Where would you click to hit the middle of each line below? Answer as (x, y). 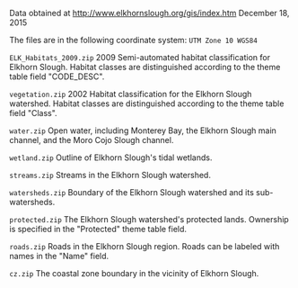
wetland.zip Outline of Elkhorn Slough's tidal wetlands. (111, 157)
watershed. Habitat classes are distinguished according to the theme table (147, 103)
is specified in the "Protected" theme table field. (98, 229)
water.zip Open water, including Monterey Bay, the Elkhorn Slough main (143, 130)
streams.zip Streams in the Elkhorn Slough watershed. (110, 175)
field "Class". (33, 113)
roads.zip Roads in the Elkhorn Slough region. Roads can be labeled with (145, 246)
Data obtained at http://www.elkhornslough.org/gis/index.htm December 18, (149, 13)
